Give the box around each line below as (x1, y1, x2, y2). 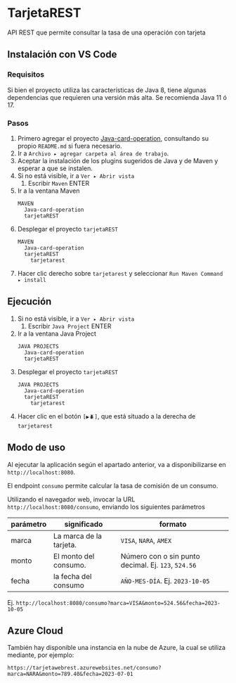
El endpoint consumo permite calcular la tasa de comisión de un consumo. (7, 481, 218, 490)
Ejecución (7, 295, 52, 307)
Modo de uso (7, 442, 65, 454)
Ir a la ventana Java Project (17, 329, 97, 338)
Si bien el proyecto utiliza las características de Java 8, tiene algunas (7, 86, 207, 94)
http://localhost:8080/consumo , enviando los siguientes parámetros (7, 502, 206, 511)
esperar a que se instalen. (17, 164, 93, 172)
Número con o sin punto (120, 551, 200, 561)
